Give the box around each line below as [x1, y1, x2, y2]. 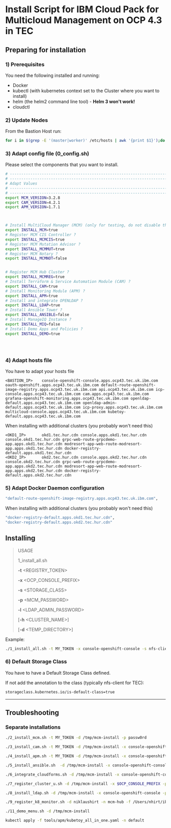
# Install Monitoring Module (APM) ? [5, 288, 85, 293]
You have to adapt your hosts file [5, 368, 75, 374]
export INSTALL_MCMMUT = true [5, 246, 65, 252]
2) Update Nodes [5, 116, 48, 123]
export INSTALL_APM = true [5, 293, 58, 299]
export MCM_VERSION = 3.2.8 [5, 195, 60, 200]
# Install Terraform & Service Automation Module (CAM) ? [5, 279, 131, 284]
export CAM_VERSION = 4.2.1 [5, 200, 60, 205]
